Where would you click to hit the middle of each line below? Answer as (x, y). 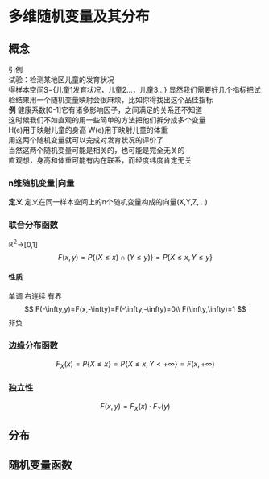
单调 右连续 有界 (35, 296)
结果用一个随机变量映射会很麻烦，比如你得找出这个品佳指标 (114, 100)
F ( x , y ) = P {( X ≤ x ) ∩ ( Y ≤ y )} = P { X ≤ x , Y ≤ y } (135, 258)
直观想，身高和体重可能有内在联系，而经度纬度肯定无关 (100, 160)
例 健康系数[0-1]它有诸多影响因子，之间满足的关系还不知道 (106, 110)
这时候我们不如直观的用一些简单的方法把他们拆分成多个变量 (107, 120)
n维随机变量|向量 (41, 183)
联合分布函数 (33, 225)
